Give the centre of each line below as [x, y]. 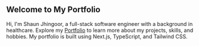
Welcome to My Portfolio [53, 10]
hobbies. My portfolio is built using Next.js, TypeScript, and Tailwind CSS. [97, 36]
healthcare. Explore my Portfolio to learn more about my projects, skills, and [100, 30]
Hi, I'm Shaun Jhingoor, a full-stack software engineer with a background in [99, 24]
